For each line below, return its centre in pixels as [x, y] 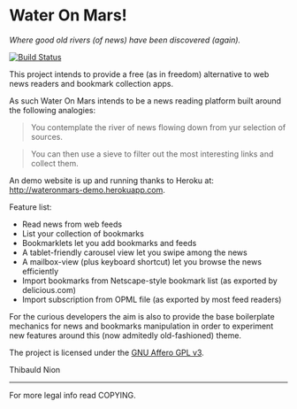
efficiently [40, 271]
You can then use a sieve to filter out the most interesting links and [152, 154]
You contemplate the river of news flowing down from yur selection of [158, 127]
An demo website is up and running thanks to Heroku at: [112, 180]
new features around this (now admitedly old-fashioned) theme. [125, 335]
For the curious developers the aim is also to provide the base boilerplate [142, 316]
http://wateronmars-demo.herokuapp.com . [87, 189]
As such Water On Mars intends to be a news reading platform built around [145, 100]
